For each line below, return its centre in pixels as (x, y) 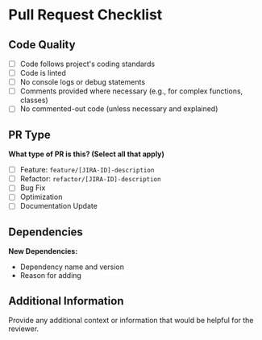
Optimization (41, 197)
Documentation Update (59, 206)
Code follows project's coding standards (87, 64)
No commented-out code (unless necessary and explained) (119, 109)
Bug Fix (33, 188)
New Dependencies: (43, 251)
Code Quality (42, 45)
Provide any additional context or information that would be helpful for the (131, 321)
